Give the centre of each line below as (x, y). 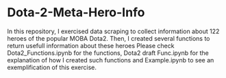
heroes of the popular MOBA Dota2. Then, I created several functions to (109, 38)
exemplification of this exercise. (52, 67)
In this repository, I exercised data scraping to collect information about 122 (113, 31)
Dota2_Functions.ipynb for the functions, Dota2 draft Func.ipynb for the (108, 53)
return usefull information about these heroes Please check (91, 45)
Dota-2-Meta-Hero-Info (76, 13)
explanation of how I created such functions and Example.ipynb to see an (111, 60)
